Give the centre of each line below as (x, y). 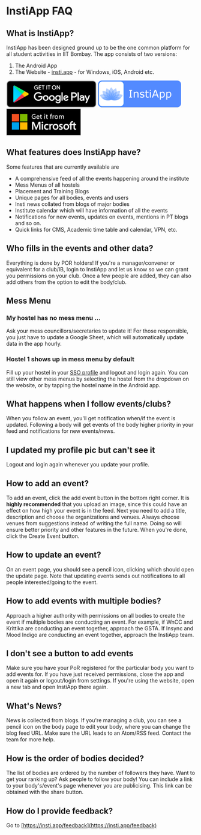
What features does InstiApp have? (73, 152)
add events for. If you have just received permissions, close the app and (95, 674)
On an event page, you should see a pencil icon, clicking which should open (100, 569)
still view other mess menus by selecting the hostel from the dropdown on (98, 379)
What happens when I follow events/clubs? (88, 404)
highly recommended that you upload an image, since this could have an (97, 504)
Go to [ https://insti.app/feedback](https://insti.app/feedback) (82, 825)
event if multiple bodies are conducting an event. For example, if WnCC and (100, 622)
